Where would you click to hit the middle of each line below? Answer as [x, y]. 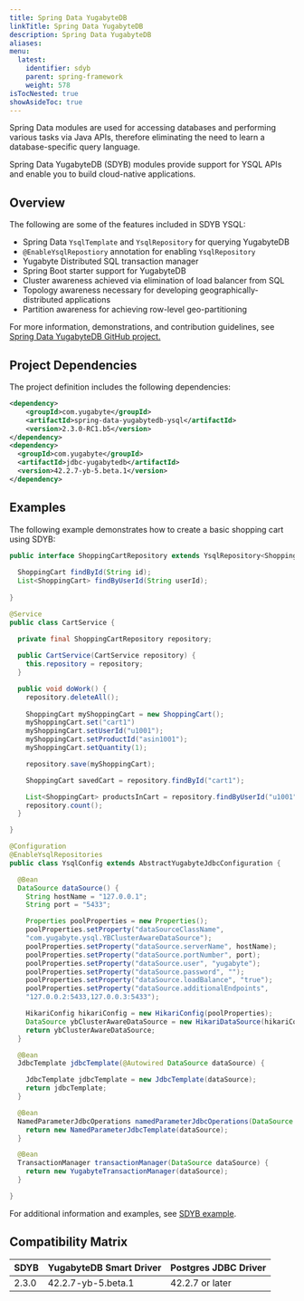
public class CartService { [62, 622]
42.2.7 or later [201, 1283]
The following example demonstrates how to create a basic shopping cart [147, 529]
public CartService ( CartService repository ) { [107, 656]
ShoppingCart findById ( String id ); [85, 573]
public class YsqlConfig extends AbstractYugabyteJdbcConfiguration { [145, 863]
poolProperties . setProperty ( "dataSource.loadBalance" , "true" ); [149, 980]
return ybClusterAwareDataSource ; [90, 1030]
